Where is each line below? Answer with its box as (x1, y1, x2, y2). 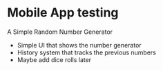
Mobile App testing (7, 5, 119, 21)
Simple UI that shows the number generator (17, 41, 142, 49)
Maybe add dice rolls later (17, 55, 92, 63)
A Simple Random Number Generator (7, 28, 113, 36)
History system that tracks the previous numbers (17, 48, 157, 57)
